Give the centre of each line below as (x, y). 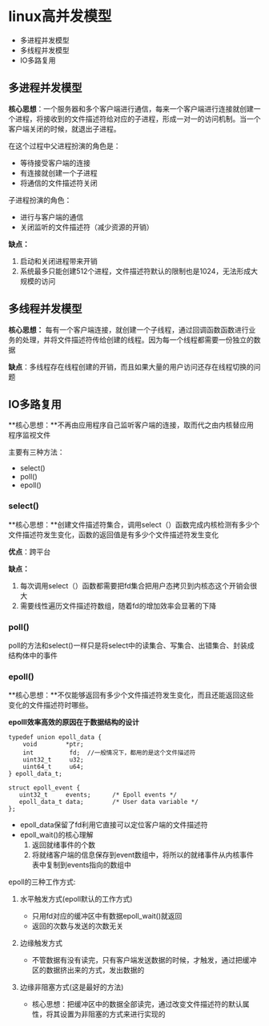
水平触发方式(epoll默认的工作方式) (76, 899)
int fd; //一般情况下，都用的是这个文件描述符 (109, 753)
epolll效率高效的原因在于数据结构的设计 (74, 722)
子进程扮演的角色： (40, 200)
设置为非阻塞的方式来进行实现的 (112, 1014)
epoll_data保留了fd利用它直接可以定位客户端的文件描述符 (114, 825)
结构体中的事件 (33, 655)
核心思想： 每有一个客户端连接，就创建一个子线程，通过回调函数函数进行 (128, 329)
